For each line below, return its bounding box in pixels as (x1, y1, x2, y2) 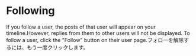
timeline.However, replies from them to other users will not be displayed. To (6, 29, 191, 36)
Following (6, 4, 55, 17)
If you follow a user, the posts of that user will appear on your (6, 23, 156, 30)
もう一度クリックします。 (26, 44, 89, 51)
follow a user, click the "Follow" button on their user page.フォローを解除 (6, 36, 184, 43)
